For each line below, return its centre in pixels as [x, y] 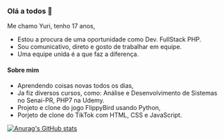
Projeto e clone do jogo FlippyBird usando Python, [89, 107]
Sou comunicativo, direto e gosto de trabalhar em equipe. [100, 47]
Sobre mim [23, 70]
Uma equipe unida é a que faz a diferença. [78, 54]
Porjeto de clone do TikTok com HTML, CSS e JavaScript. [100, 115]
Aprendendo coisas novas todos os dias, [75, 85]
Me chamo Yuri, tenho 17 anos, [51, 26]
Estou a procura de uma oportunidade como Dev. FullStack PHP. [109, 39]
